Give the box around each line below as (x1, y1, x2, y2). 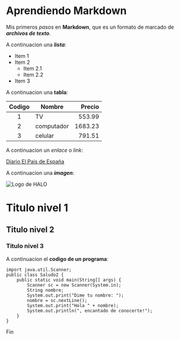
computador (35, 122, 69, 130)
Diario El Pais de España (6, 158, 64, 165)
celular (35, 131, 54, 140)
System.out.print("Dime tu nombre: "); (27, 292, 124, 298)
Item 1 (14, 52, 29, 59)
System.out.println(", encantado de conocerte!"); (27, 308, 153, 314)
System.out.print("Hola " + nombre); (27, 302, 119, 308)
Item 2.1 (23, 64, 42, 72)
